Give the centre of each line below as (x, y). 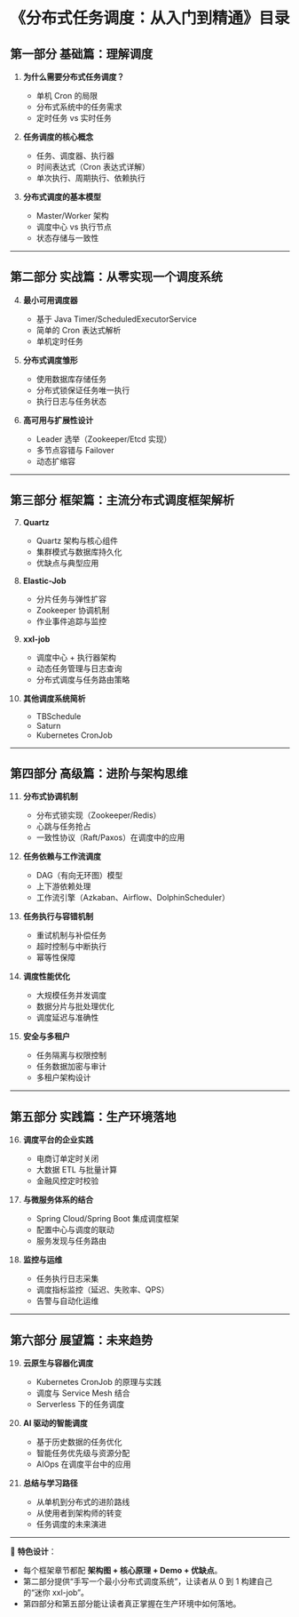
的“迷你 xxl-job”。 (56, 1593)
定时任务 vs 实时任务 (74, 118)
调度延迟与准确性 (67, 1018)
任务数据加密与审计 (71, 1067)
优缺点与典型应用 (67, 563)
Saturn (48, 725)
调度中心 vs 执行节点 (74, 227)
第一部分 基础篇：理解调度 (82, 54)
